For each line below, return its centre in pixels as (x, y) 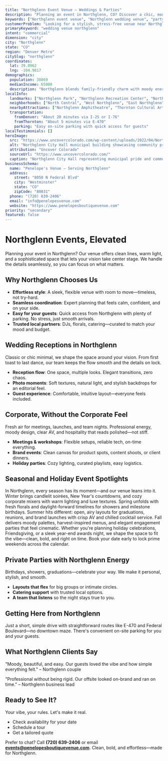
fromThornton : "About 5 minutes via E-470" (60, 122)
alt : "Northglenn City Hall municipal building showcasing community (83, 145)
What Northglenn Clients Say (51, 652)
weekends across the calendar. (37, 544)
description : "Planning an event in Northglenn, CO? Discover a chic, (80, 15)
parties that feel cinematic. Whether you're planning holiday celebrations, (81, 528)
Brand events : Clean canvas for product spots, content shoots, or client (86, 452)
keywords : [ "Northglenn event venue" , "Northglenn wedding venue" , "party (85, 19)
